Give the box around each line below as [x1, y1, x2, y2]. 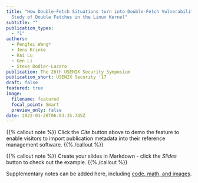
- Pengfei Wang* [11, 42, 51, 48]
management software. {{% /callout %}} [6, 141, 104, 148]
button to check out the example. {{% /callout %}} [6, 159, 128, 166]
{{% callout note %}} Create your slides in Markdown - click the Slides [6, 152, 177, 159]
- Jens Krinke [11, 47, 46, 53]
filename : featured [11, 96, 60, 102]
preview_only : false [11, 107, 62, 113]
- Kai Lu [11, 52, 33, 58]
